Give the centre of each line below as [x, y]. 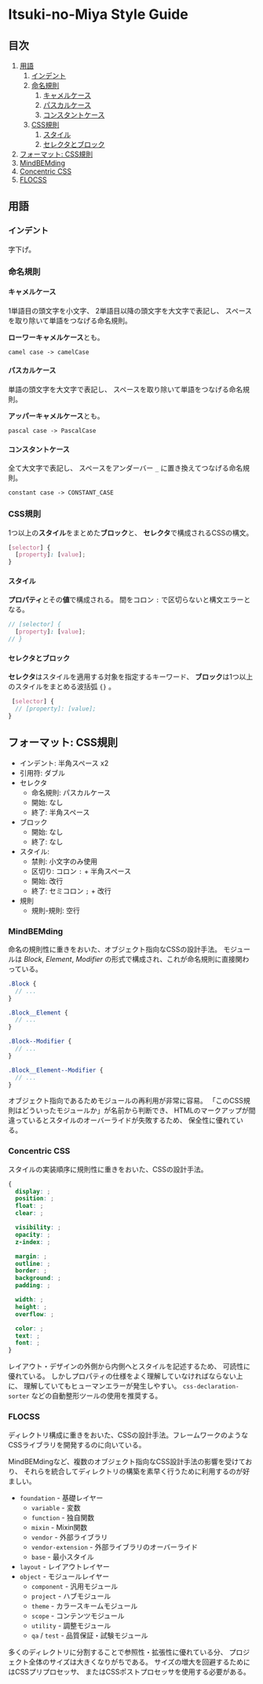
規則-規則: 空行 [56, 910]
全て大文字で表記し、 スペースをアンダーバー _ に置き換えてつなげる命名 [126, 468]
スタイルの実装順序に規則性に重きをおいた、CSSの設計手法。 [108, 1169]
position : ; [35, 1199]
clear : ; [29, 1213]
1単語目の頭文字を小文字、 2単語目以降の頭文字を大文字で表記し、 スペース [130, 310]
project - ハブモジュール [71, 1596]
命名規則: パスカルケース [71, 792]
